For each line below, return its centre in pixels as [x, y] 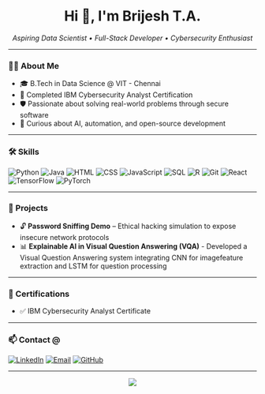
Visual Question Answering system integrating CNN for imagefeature [131, 257]
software [34, 115]
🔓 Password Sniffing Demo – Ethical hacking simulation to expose [128, 226]
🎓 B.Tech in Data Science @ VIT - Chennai [90, 84]
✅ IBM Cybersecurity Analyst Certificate [85, 311]
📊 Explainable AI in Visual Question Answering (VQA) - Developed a [133, 246]
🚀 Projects [28, 208]
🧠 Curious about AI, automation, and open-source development [123, 124]
